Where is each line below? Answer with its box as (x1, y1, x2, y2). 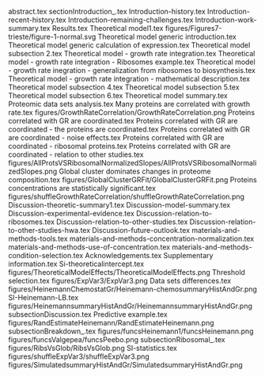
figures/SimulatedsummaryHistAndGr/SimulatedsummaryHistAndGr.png (8, 360, 243, 369)
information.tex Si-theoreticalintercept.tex (8, 259, 145, 268)
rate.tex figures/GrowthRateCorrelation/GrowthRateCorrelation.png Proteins (8, 108, 256, 117)
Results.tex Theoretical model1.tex (51, 24, 164, 32)
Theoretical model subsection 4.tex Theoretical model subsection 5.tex (8, 82, 240, 92)
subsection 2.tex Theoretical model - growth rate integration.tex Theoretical (8, 49, 256, 58)
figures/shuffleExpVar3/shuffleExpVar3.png (8, 352, 150, 361)
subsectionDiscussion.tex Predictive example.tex (8, 310, 168, 319)
